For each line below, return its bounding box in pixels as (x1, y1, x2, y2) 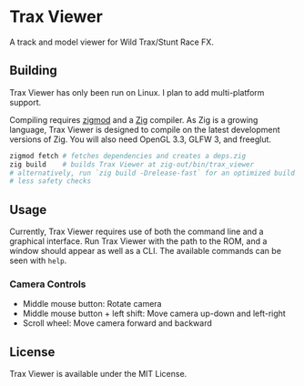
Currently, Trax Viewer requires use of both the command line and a (9, 226, 264, 238)
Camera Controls (9, 278, 86, 290)
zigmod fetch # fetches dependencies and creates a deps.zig (9, 151, 247, 160)
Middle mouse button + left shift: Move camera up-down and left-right (22, 308, 287, 320)
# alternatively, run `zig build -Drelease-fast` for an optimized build (9, 168, 296, 178)
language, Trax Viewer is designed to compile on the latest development (9, 124, 280, 135)
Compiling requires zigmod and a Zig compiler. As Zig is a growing (9, 114, 258, 125)
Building (9, 63, 57, 78)
